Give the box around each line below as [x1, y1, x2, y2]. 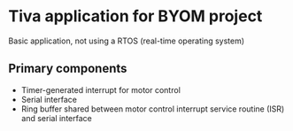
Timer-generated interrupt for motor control [20, 84, 181, 95]
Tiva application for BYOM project [8, 6, 263, 27]
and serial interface [20, 112, 92, 123]
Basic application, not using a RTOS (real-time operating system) [8, 35, 245, 46]
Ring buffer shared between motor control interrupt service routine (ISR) [20, 104, 285, 114]
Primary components [8, 61, 127, 76]
